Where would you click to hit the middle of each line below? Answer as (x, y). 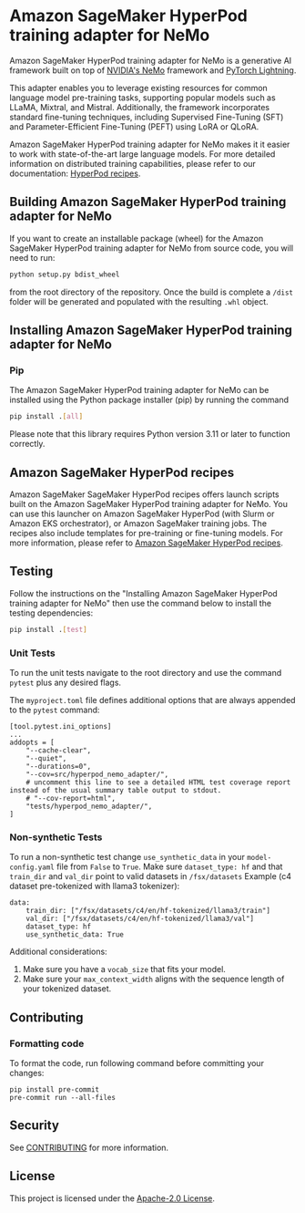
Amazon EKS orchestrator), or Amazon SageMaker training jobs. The (138, 524)
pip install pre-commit (55, 1089)
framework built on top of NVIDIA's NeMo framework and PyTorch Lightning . (153, 70)
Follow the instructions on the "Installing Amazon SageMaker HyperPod (143, 593)
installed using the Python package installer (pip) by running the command (149, 400)
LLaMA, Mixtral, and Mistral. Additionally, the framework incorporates (140, 107)
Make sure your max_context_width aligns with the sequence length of (153, 979)
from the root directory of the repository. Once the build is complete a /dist (152, 292)
